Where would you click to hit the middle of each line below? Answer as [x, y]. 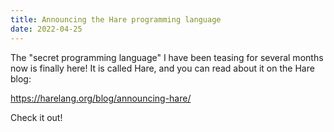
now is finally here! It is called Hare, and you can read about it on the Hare [162, 68]
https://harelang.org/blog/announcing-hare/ [101, 98]
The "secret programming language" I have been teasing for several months [167, 57]
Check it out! [36, 117]
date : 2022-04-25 [46, 29]
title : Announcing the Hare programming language [116, 19]
